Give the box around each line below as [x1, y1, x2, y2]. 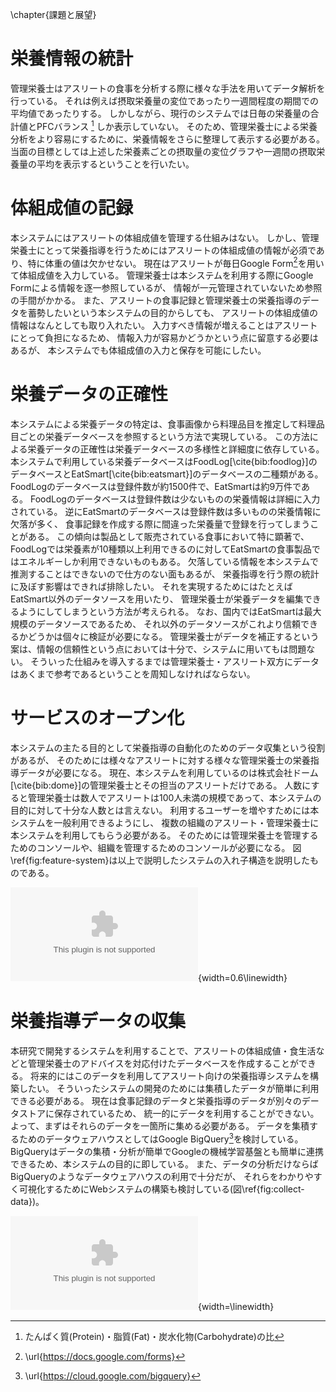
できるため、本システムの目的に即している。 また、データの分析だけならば [10, 1158, 319, 1170]
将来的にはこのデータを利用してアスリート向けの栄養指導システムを [29, 1070, 311, 1082]
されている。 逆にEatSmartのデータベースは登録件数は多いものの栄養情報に [10, 506, 322, 518]
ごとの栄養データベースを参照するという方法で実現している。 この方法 [18, 431, 310, 443]
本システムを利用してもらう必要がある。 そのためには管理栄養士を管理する [10, 829, 319, 842]
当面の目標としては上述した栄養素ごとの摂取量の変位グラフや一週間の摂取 [10, 145, 317, 157]
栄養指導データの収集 [10, 1010, 187, 1033]
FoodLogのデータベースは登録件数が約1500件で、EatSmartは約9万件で [10, 481, 302, 493]
